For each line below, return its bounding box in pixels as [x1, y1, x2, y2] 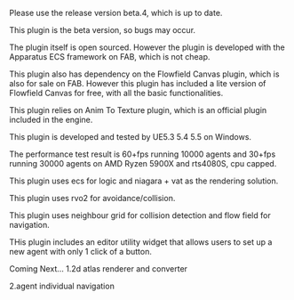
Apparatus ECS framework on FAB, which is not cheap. [9, 52, 211, 61]
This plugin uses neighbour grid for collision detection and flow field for [9, 210, 271, 221]
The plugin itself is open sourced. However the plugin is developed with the [9, 42, 286, 53]
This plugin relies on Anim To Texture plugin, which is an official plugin [9, 105, 267, 115]
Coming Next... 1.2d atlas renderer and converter [9, 264, 188, 274]
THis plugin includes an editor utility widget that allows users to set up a [9, 237, 273, 247]
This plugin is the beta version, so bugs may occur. [9, 25, 196, 35]
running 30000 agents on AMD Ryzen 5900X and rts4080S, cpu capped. [9, 158, 277, 168]
